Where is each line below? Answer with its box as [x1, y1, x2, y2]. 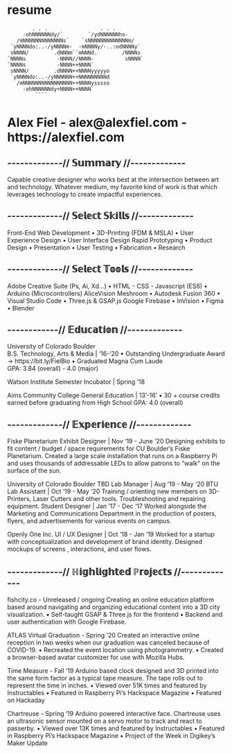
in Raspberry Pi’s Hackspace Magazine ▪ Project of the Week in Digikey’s [7, 732, 216, 739]
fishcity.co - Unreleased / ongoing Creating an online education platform [7, 595, 215, 604]
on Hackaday [7, 696, 45, 704]
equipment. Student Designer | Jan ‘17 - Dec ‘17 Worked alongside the [7, 502, 207, 511]
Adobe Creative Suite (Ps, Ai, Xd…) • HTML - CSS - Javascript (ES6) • [7, 281, 208, 290]
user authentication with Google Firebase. [7, 617, 127, 626]
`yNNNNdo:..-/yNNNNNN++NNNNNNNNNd [10, 73, 110, 80]
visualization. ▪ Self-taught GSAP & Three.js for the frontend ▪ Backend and [7, 611, 223, 618]
